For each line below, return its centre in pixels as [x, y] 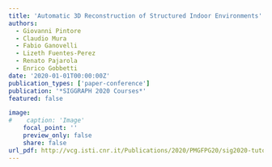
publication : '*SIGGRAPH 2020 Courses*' [78, 91]
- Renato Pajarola [47, 61]
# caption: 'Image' [47, 121]
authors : [23, 23]
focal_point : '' [51, 128]
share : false [45, 143]
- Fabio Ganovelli [47, 46]
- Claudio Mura [41, 38]
